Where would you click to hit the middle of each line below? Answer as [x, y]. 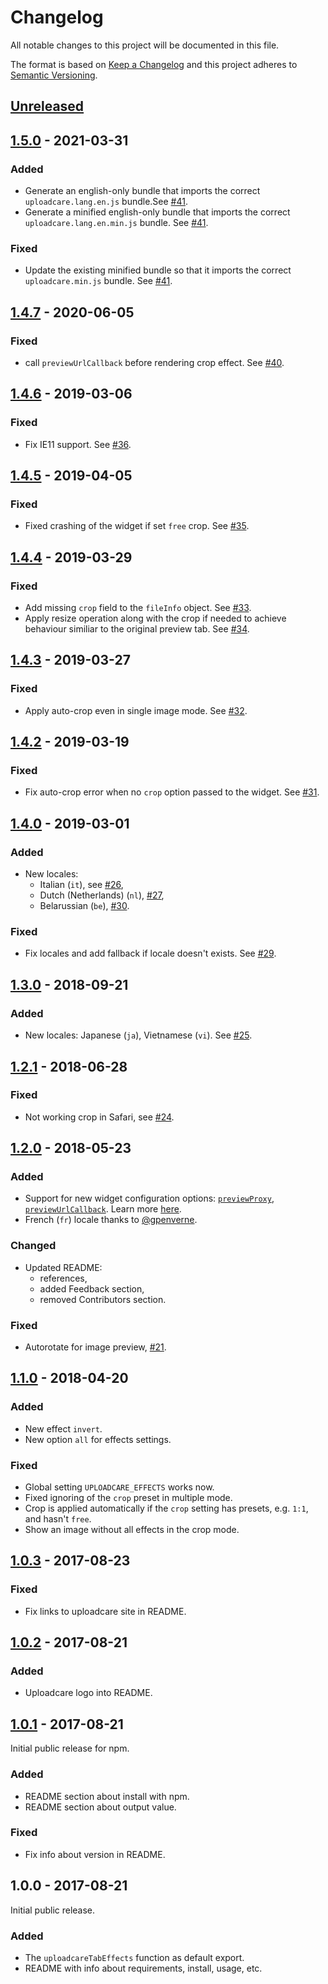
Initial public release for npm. [70, 1748]
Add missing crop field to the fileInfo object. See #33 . [138, 608]
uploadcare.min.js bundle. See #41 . [98, 281]
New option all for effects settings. [98, 1439]
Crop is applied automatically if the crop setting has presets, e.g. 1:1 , [166, 1508]
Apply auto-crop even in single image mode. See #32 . [136, 710]
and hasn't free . [58, 1519]
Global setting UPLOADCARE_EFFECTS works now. [119, 1487]
